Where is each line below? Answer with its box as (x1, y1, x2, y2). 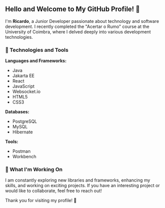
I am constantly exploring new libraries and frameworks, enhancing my (5, 177, 151, 183)
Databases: (5, 109, 30, 115)
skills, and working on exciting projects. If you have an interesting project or (5, 183, 160, 189)
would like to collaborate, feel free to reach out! (5, 188, 102, 194)
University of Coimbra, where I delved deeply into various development (5, 28, 151, 35)
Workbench (12, 154, 36, 160)
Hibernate (12, 129, 33, 135)
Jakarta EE (12, 73, 35, 79)
